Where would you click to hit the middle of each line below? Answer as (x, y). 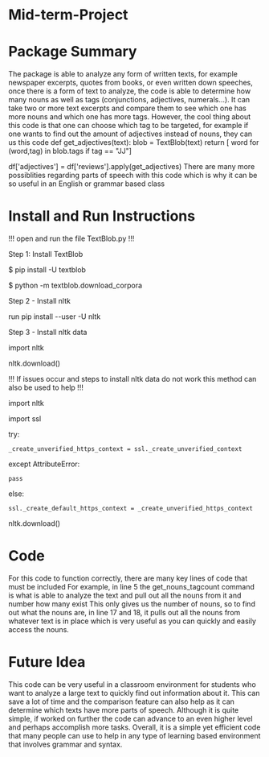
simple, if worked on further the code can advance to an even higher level (130, 718)
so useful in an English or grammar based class (87, 184)
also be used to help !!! (46, 387)
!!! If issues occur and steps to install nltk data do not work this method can (132, 379)
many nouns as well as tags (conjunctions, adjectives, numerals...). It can (129, 100)
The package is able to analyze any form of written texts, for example (123, 74)
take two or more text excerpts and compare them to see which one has (127, 108)
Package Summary (73, 52)
